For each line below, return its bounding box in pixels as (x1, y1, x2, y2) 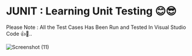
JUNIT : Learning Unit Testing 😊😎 (6, 5, 177, 18)
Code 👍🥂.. (6, 30, 32, 37)
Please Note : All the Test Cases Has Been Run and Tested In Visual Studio (6, 24, 186, 31)
